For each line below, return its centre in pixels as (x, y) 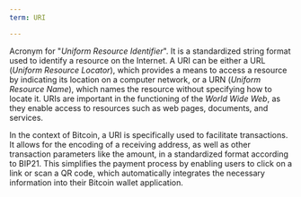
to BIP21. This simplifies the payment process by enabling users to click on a (151, 163)
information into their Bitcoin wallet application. (97, 182)
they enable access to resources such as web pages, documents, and (139, 107)
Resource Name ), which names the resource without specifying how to (141, 89)
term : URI (28, 17)
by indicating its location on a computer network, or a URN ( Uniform (135, 79)
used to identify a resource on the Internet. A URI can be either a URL (137, 60)
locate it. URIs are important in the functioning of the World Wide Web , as (145, 98)
